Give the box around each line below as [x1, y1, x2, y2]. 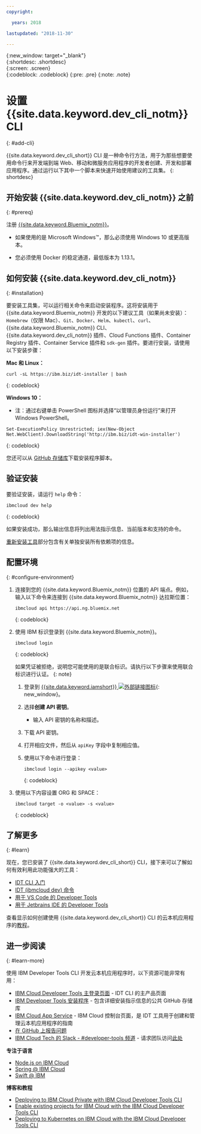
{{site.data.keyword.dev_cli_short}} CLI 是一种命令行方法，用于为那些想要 [6, 152, 187, 159]
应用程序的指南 [35, 1020, 73, 1027]
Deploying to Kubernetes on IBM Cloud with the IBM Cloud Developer [14, 1115, 187, 1123]
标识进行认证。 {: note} [14, 670, 72, 677]
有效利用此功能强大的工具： [11, 866, 80, 874]
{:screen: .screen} [6, 65, 51, 72]
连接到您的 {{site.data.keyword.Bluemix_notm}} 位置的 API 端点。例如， [14, 586, 192, 593]
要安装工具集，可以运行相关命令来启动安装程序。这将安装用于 [6, 302, 159, 309]
